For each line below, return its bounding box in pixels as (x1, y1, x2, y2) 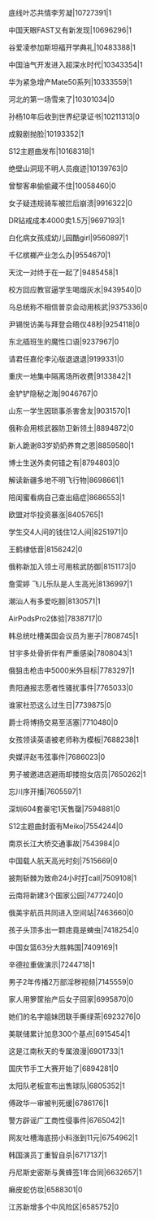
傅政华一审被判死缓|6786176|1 (8, 1099, 109, 1108)
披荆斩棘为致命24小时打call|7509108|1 (8, 873, 136, 883)
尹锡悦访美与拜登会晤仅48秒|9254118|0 (8, 319, 141, 329)
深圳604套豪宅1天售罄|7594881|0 (8, 804, 120, 814)
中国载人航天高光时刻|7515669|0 (8, 856, 118, 866)
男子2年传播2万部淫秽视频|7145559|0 (8, 977, 134, 986)
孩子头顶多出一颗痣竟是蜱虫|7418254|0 (8, 925, 140, 935)
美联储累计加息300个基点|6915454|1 (8, 1029, 131, 1038)
